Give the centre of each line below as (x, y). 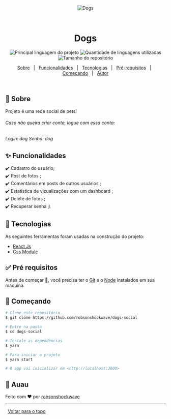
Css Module (25, 252)
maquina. (15, 285)
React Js (22, 246)
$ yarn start (19, 360)
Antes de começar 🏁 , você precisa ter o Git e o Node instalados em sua (80, 280)
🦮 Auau (17, 384)
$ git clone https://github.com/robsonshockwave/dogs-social (72, 318)
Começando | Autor (85, 73)
